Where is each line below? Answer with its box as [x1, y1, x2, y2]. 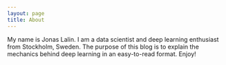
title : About [7, 16, 45, 23]
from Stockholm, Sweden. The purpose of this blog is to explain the [7, 42, 199, 51]
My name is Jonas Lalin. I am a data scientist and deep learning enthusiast [7, 35, 219, 43]
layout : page [7, 10, 45, 17]
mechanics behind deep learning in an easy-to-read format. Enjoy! [7, 49, 197, 58]
